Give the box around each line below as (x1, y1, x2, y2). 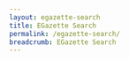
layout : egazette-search (9, 12, 101, 22)
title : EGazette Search (9, 21, 97, 30)
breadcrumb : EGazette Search (9, 37, 117, 47)
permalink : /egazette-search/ (9, 29, 121, 38)
